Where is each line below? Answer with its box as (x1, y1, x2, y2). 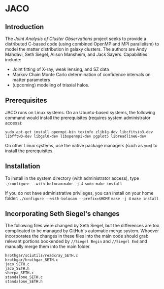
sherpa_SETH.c (5, 270, 34, 276)
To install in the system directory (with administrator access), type (5, 175, 139, 181)
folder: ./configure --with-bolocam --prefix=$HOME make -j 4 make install (5, 195, 159, 201)
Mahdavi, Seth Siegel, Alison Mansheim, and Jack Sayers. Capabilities (5, 51, 148, 57)
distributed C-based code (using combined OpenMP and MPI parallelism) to (5, 41, 159, 47)
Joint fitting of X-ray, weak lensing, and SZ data (12, 66, 109, 72)
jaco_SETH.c (5, 262, 30, 267)
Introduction (5, 23, 44, 31)
